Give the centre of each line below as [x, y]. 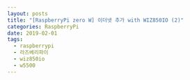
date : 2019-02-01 [32, 33]
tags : [15, 40]
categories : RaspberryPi [43, 26]
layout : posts [28, 14]
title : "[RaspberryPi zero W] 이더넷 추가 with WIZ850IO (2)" [96, 20]
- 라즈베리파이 [31, 53]
